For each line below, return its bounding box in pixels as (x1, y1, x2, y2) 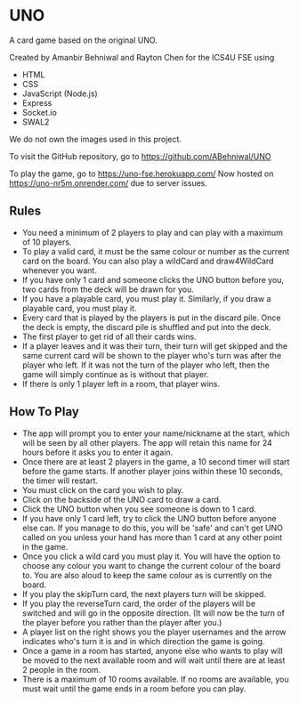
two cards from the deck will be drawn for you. (21, 284, 194, 295)
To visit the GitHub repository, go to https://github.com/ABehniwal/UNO (9, 150, 271, 161)
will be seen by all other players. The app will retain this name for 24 (21, 437, 273, 448)
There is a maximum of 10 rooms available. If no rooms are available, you (21, 674, 289, 684)
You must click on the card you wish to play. (21, 484, 184, 495)
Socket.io (21, 107, 58, 117)
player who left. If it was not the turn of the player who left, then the (21, 360, 270, 370)
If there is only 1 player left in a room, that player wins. (21, 378, 221, 389)
